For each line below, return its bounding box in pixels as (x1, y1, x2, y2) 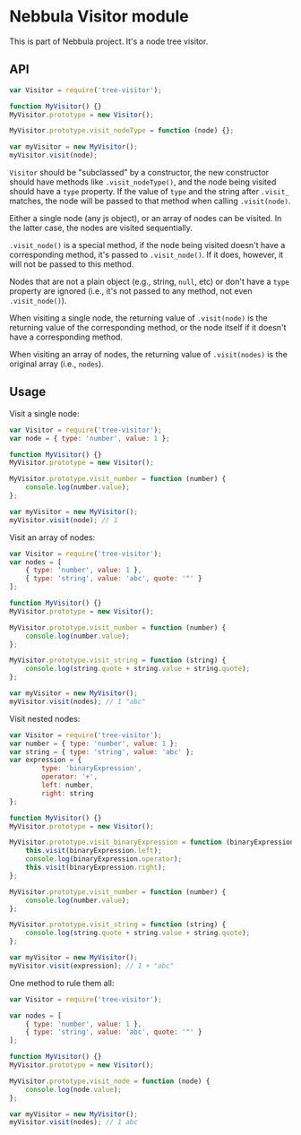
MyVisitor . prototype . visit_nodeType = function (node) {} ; (9, 126, 235, 135)
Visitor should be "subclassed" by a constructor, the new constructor (9, 168, 270, 177)
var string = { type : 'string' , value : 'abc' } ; (9, 747, 194, 756)
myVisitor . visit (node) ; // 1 (9, 515, 118, 525)
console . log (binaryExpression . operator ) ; (25, 855, 182, 864)
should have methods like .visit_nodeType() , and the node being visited (9, 176, 277, 187)
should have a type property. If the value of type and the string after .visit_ (9, 186, 289, 196)
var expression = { (9, 755, 82, 765)
